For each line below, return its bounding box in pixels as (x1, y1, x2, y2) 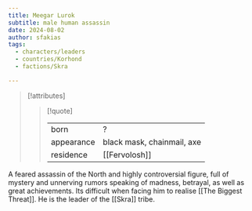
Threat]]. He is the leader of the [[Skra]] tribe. (8, 194, 155, 204)
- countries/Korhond (15, 56, 82, 64)
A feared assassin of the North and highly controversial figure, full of (8, 169, 229, 179)
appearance (50, 136, 95, 147)
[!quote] (46, 106, 73, 115)
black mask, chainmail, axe (103, 136, 202, 147)
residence (50, 149, 88, 160)
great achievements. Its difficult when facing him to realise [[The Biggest (8, 186, 243, 195)
